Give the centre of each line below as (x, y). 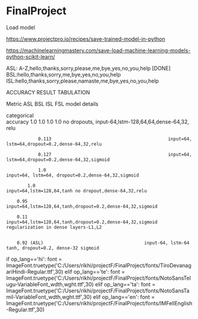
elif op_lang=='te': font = (95, 271)
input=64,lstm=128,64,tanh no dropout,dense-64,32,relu (76, 191)
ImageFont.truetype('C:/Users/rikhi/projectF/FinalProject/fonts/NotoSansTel (99, 278)
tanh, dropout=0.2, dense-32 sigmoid (53, 248)
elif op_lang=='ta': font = (125, 284)
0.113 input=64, (115, 139)
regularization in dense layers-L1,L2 (54, 227)
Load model (21, 27)
